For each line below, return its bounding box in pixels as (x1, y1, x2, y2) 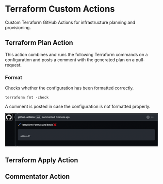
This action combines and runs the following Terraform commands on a (5, 51, 148, 57)
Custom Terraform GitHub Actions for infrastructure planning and (5, 19, 135, 25)
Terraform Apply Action (5, 156, 79, 164)
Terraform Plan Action (5, 39, 74, 47)
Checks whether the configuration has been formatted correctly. (5, 85, 134, 91)
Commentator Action (5, 172, 70, 181)
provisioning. (5, 24, 31, 30)
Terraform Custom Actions (5, 3, 115, 15)
